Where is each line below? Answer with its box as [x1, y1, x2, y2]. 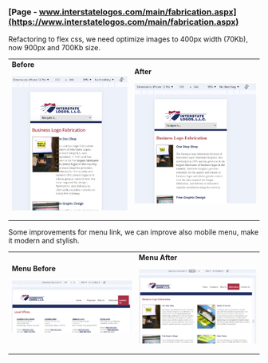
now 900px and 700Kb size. [8, 43, 101, 53]
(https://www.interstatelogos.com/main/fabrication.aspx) [8, 16, 239, 27]
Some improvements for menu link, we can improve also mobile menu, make [8, 227, 259, 237]
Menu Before [11, 263, 56, 273]
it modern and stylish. [8, 236, 80, 246]
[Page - [8, 6, 37, 18]
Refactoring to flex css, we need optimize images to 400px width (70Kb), [8, 34, 249, 44]
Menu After [138, 253, 178, 262]
